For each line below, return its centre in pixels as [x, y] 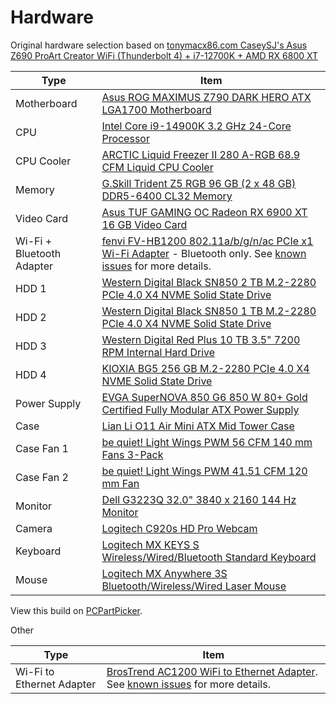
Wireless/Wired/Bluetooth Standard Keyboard [209, 557]
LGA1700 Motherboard [156, 109]
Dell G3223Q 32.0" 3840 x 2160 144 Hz [199, 499]
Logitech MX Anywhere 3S [164, 573]
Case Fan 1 [42, 448]
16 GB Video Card [144, 224]
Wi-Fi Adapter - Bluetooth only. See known [204, 253]
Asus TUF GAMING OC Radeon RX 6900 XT [204, 212]
